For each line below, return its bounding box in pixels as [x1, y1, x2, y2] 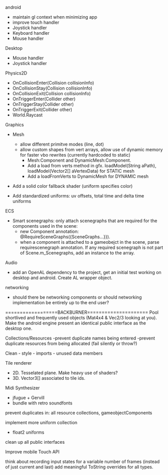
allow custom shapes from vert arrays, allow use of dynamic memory [20, 147, 163, 153]
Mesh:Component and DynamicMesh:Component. [27, 157, 131, 163]
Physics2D [5, 70, 28, 76]
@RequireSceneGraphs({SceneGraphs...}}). [20, 234, 110, 240]
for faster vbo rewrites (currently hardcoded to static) [20, 152, 130, 158]
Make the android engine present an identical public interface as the [5, 320, 146, 326]
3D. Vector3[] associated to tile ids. [12, 375, 85, 381]
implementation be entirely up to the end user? [12, 300, 109, 305]
